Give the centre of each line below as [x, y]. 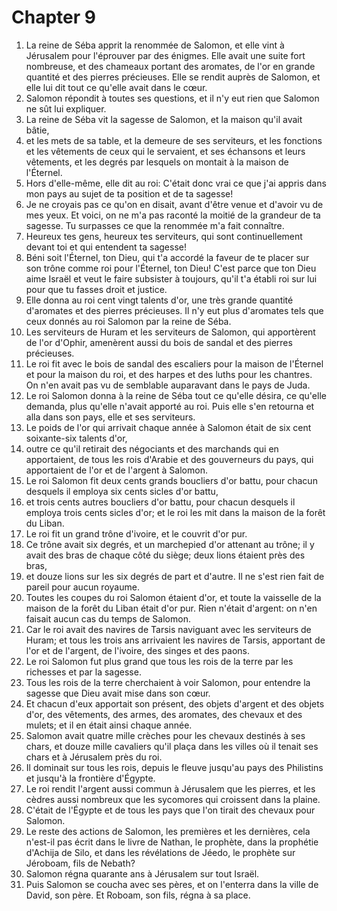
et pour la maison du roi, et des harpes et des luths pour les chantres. [169, 374]
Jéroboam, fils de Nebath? [80, 863]
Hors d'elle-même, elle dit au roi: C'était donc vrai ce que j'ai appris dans [176, 183]
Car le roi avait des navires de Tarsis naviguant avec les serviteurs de [168, 629]
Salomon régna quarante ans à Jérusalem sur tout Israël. [142, 873]
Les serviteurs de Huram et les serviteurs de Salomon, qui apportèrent [170, 332]
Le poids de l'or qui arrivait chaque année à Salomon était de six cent [168, 427]
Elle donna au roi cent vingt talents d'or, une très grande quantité [159, 300]
